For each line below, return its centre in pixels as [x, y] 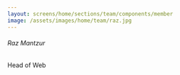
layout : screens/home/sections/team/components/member [90, 14]
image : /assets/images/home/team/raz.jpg [70, 21]
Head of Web [27, 65]
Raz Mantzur [26, 43]
